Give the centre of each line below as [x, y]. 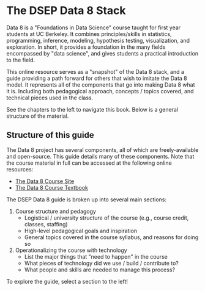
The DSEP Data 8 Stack [66, 11]
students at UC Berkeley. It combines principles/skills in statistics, [89, 34]
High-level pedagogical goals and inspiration [81, 231]
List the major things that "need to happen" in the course [96, 256]
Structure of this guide [50, 135]
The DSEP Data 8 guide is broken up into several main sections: [87, 199]
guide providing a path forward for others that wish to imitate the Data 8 [97, 78]
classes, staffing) [46, 224]
